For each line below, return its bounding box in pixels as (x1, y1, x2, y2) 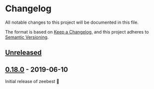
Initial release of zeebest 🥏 (5, 79, 60, 85)
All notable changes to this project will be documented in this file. (5, 19, 139, 25)
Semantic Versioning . (5, 34, 49, 40)
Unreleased (5, 48, 42, 57)
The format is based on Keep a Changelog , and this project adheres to (5, 29, 149, 35)
